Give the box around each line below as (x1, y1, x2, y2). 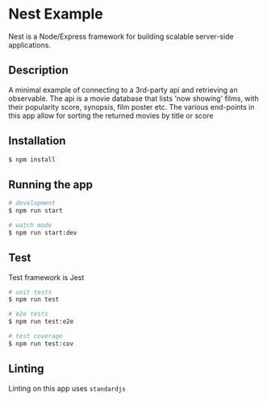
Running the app (8, 178, 93, 191)
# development (8, 199, 56, 207)
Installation (8, 134, 66, 148)
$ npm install (8, 155, 56, 164)
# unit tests (8, 288, 52, 296)
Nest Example (8, 5, 103, 23)
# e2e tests (8, 310, 48, 319)
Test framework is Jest (8, 272, 85, 282)
